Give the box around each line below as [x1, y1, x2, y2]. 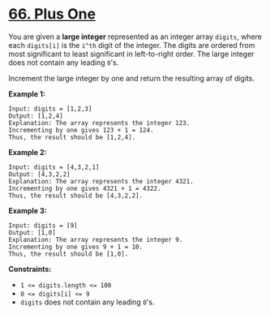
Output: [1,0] [8, 228, 57, 236]
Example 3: [8, 205, 47, 215]
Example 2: [8, 147, 47, 157]
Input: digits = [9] [8, 221, 79, 230]
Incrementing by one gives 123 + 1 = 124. [8, 126, 154, 134]
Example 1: [8, 88, 46, 98]
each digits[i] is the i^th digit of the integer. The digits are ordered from [8, 40, 255, 50]
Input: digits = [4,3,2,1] [8, 163, 100, 171]
